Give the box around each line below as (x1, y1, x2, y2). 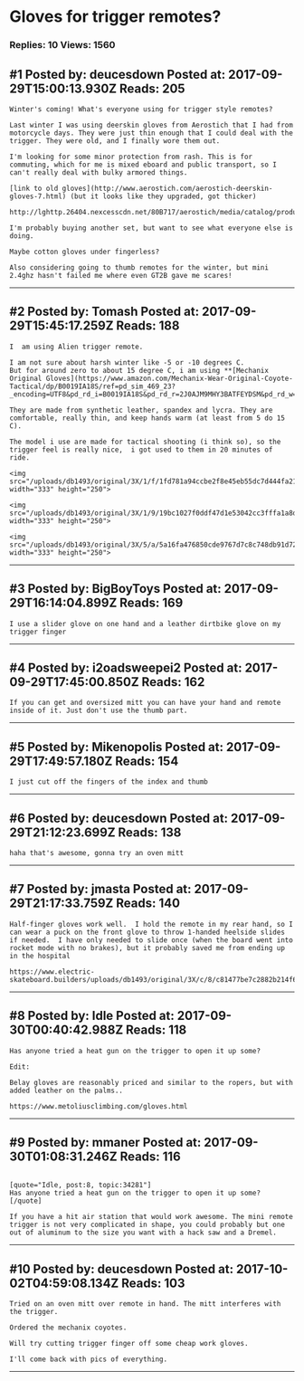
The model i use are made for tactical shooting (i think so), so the (9, 437, 281, 446)
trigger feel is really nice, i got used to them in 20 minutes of (9, 445, 273, 454)
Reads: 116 (119, 1149, 181, 1164)
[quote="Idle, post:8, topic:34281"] (9, 1181, 152, 1190)
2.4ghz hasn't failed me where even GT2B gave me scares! (9, 271, 233, 280)
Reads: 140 (116, 896, 181, 911)
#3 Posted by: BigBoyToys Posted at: (9, 581, 222, 596)
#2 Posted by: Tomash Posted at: (9, 304, 200, 319)
